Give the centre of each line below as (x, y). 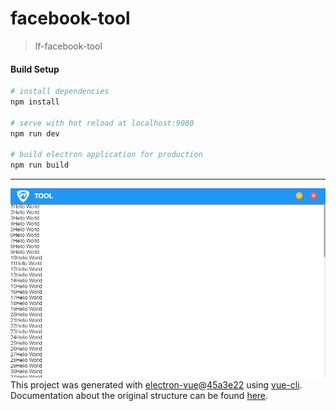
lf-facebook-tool (68, 46)
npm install (35, 102)
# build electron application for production (106, 155)
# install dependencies (60, 92)
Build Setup (35, 69)
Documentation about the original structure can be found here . (139, 395)
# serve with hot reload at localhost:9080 (102, 123)
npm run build (40, 165)
